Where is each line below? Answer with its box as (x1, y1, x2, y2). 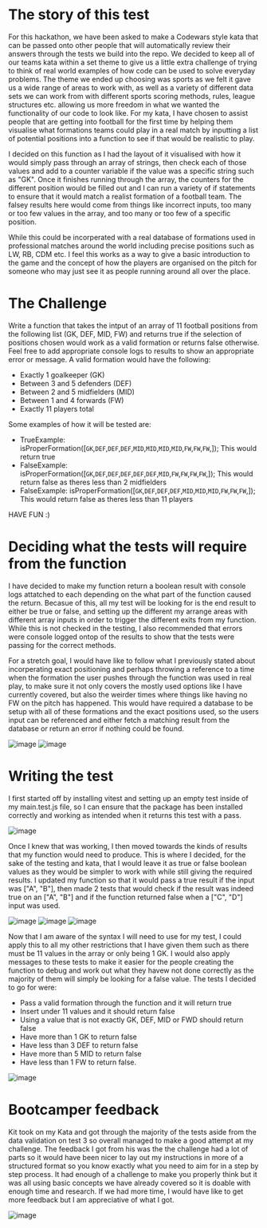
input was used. (8, 900, 61, 910)
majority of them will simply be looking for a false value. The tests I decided (8, 973, 257, 983)
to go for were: (8, 982, 57, 992)
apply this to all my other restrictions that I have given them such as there (8, 940, 249, 950)
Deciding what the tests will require (8, 538, 247, 556)
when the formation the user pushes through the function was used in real (8, 673, 253, 682)
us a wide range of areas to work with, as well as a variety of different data (8, 82, 253, 93)
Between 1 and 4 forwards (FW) (19, 395, 124, 405)
